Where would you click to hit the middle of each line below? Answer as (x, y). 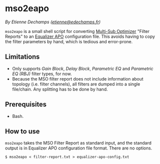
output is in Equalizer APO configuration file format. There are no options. (79, 148)
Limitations (22, 57)
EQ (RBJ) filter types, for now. (42, 74)
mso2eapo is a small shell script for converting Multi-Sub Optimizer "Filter (77, 31)
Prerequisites (26, 105)
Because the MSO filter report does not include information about (78, 79)
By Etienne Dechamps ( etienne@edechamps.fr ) (53, 22)
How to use (22, 131)
